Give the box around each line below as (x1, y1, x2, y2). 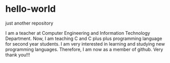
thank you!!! (5, 52, 30, 58)
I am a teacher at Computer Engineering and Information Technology (5, 30, 150, 36)
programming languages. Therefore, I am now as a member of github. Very (5, 46, 163, 52)
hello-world (5, 3, 56, 15)
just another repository (5, 20, 54, 26)
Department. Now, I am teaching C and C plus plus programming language (5, 35, 162, 41)
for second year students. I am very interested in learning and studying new (5, 40, 165, 47)
